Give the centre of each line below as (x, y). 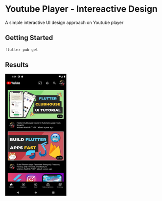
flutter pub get (22, 50)
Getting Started (29, 38)
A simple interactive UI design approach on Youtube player (64, 22)
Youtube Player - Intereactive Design (81, 9)
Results (17, 65)
